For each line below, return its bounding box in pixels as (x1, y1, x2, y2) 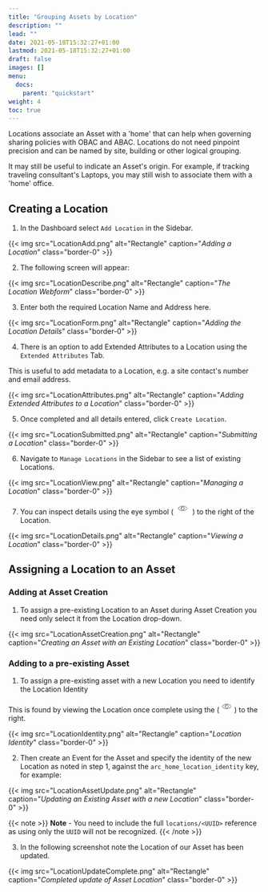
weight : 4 (8, 97, 42, 106)
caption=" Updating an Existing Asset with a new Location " (8, 794, 202, 804)
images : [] (8, 64, 45, 72)
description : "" (8, 21, 62, 30)
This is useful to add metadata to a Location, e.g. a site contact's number (8, 366, 250, 376)
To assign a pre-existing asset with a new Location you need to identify (19, 676, 255, 686)
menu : (8, 72, 26, 80)
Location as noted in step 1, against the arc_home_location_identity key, (19, 762, 259, 772)
